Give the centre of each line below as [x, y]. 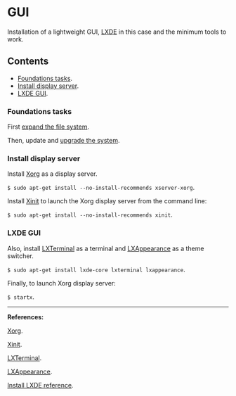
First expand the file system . [48, 127]
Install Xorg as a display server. [52, 174]
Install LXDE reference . [40, 385]
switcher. [20, 256]
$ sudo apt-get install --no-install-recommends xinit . [90, 215]
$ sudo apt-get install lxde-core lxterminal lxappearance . [96, 269]
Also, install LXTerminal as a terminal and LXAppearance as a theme [106, 248]
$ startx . [21, 297]
